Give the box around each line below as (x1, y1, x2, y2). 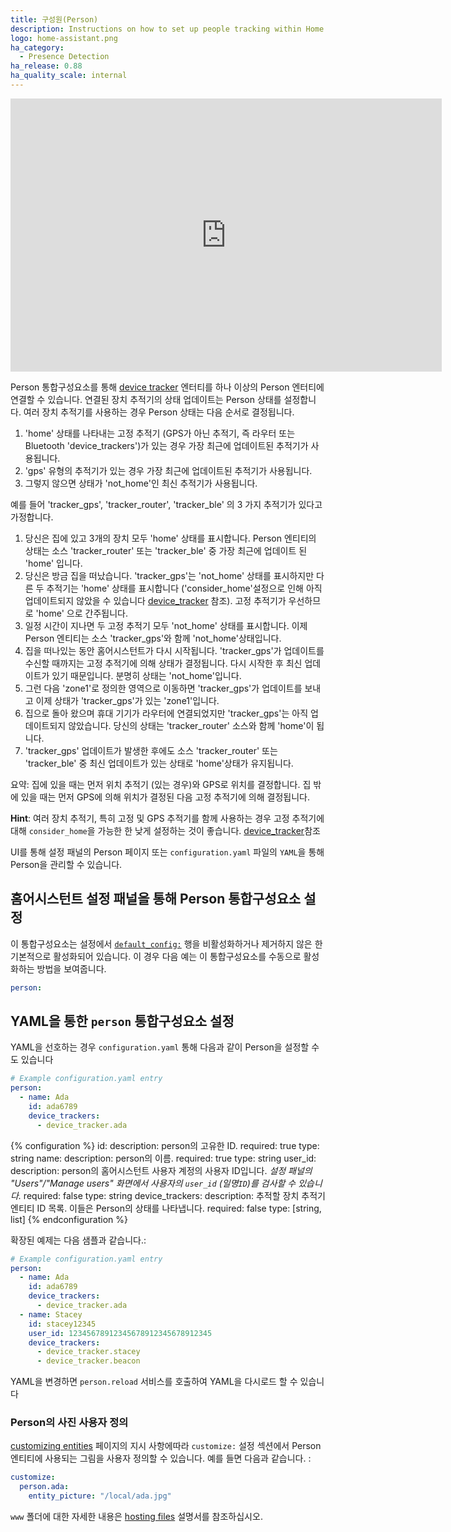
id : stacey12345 (28, 1319, 97, 1329)
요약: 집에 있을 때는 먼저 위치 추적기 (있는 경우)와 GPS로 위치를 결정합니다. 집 (10, 778, 312, 790)
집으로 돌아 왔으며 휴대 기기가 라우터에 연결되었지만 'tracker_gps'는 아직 (24, 707, 309, 719)
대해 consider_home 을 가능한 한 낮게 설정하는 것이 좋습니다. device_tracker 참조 (10, 824, 321, 836)
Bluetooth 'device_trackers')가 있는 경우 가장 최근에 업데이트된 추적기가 (24, 439, 309, 451)
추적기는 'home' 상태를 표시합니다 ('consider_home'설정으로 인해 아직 (46, 582, 323, 594)
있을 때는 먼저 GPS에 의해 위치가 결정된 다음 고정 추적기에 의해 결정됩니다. (20, 791, 310, 803)
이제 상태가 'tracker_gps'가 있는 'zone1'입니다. (35, 694, 220, 706)
